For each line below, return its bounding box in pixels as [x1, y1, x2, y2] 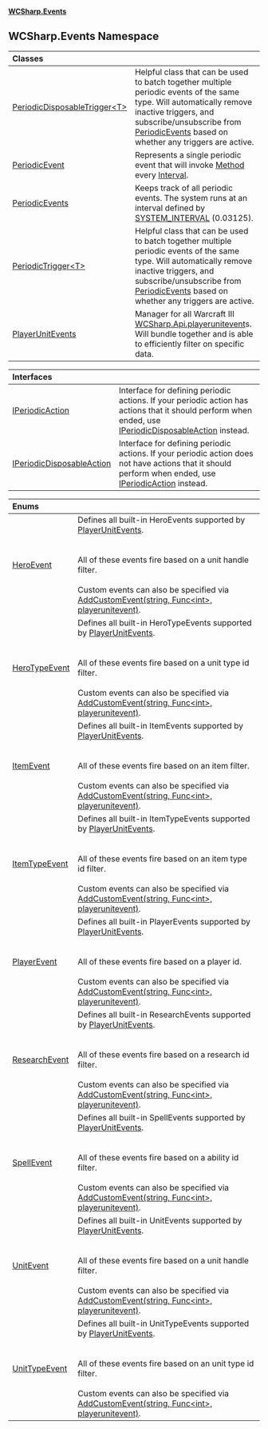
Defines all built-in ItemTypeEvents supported [77, 813, 250, 824]
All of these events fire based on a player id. [77, 956, 242, 968]
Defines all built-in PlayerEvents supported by [77, 916, 251, 928]
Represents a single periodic [134, 150, 242, 161]
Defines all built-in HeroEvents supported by [77, 514, 246, 525]
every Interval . [134, 170, 189, 181]
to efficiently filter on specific [134, 338, 245, 349]
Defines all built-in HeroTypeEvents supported [77, 617, 253, 629]
